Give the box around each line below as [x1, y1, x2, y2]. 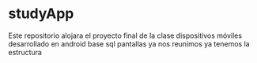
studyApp [8, 5, 74, 23]
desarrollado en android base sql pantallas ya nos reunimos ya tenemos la [8, 39, 251, 48]
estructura [8, 47, 42, 57]
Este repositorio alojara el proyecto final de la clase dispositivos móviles [8, 31, 243, 40]
